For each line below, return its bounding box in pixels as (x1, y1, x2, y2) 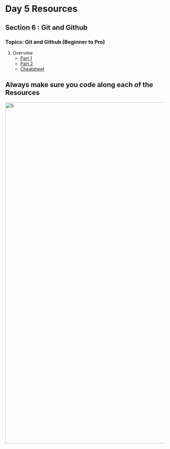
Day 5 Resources (5, 3, 78, 15)
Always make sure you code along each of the (5, 80, 153, 89)
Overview (12, 50, 33, 56)
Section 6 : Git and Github (5, 23, 88, 32)
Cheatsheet (20, 66, 45, 72)
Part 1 (20, 55, 32, 61)
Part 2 (20, 60, 33, 66)
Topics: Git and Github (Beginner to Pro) (5, 38, 105, 46)
